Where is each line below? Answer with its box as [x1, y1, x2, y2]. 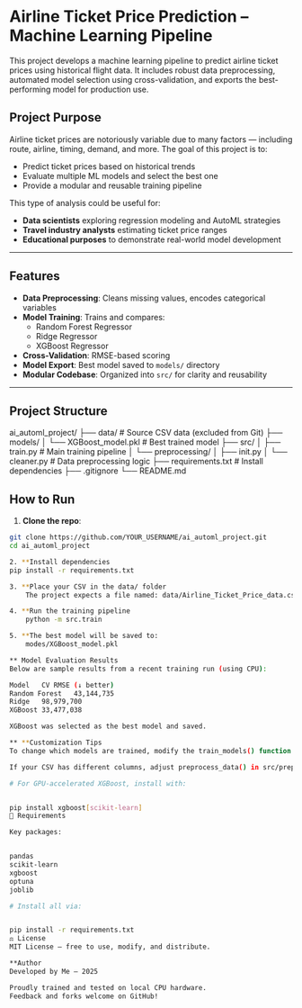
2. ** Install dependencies [9, 557, 111, 566]
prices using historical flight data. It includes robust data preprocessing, [9, 65, 276, 76]
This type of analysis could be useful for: [9, 197, 161, 208]
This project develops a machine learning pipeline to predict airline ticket [9, 55, 279, 66]
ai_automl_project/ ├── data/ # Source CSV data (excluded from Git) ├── [9, 427, 283, 438]
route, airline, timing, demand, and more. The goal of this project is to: [9, 143, 268, 154]
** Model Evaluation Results [9, 655, 119, 665]
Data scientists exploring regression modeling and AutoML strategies [22, 214, 281, 226]
